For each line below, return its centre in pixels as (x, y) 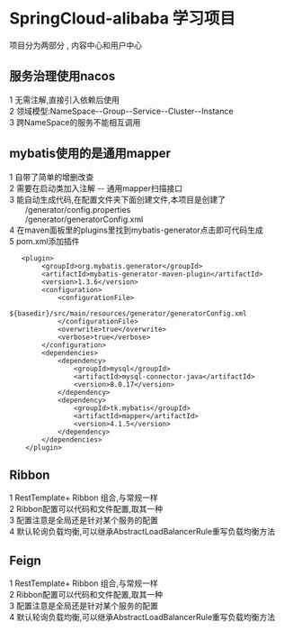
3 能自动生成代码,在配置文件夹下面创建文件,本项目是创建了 (118, 199)
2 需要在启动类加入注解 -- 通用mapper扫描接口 (96, 188)
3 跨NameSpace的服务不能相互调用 (75, 122)
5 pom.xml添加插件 (44, 241)
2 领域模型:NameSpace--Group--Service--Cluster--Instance (121, 111)
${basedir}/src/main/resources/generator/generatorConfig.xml (128, 313)
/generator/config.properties (78, 209)
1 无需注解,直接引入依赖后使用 (64, 99)
